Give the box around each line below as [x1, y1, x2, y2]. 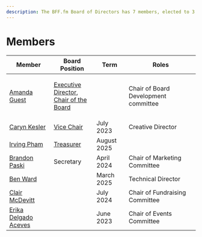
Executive [54, 80, 82, 89]
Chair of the [54, 95, 87, 104]
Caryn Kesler [9, 122, 46, 131]
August [96, 136, 117, 145]
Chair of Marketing [128, 153, 182, 162]
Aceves [9, 221, 31, 229]
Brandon [9, 153, 34, 162]
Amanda [9, 88, 33, 96]
